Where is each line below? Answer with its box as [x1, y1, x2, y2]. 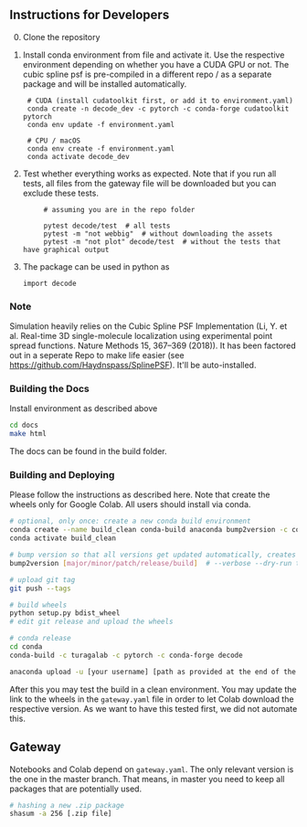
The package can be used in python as [22, 260, 170, 272]
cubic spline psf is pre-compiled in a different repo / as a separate [22, 69, 272, 80]
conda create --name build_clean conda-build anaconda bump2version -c [9, 525, 288, 535]
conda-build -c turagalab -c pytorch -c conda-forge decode [9, 651, 244, 660]
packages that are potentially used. [9, 783, 143, 794]
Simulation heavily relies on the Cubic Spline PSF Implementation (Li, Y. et [9, 321, 288, 332]
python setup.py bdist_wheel [9, 609, 121, 618]
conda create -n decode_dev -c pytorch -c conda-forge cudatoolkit [26, 104, 290, 113]
